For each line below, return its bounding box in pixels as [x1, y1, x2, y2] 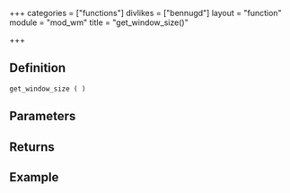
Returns [9, 139, 56, 154]
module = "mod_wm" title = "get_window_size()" [9, 17, 189, 28]
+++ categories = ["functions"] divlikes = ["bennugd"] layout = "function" [9, 8, 282, 18]
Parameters [9, 109, 76, 124]
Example [9, 170, 59, 185]
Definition [9, 60, 66, 75]
